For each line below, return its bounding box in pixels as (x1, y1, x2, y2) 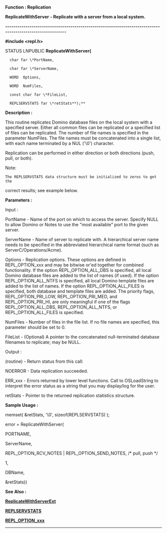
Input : (5, 207, 18, 212)
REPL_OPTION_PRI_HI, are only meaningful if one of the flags (5, 299, 131, 305)
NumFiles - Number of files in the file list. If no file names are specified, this (5, 319, 160, 325)
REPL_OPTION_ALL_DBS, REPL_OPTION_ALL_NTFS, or (5, 304, 117, 310)
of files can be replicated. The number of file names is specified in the (5, 130, 149, 135)
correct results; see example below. (5, 188, 79, 193)
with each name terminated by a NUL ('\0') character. (5, 140, 114, 146)
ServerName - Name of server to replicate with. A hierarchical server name (5, 237, 159, 242)
